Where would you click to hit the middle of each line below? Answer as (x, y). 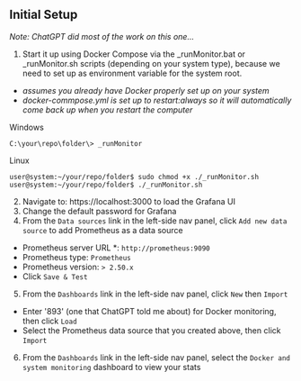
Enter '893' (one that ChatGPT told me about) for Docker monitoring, (149, 311)
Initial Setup (44, 15)
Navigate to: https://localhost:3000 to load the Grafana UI (129, 201)
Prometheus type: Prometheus (77, 257)
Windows (27, 127)
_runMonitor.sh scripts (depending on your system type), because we (151, 63)
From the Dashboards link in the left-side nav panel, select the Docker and (156, 357)
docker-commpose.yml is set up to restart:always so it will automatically (157, 100)
